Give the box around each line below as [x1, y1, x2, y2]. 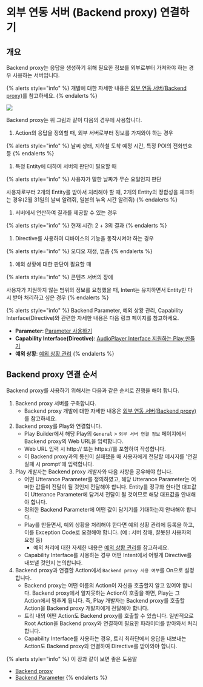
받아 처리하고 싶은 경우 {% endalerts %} [12, 294, 109, 301]
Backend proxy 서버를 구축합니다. [15, 399, 97, 407]
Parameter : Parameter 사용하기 [15, 327, 93, 334]
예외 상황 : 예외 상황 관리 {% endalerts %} [15, 350, 115, 357]
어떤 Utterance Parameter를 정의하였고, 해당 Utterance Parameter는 [24, 475, 190, 482]
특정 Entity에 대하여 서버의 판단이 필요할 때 [15, 163, 117, 170]
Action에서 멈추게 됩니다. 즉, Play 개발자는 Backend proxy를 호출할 [24, 597, 185, 604]
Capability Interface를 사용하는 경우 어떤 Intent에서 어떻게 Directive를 [24, 551, 192, 558]
